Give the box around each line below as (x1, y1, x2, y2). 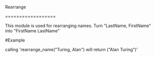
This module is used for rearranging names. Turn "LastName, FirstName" (5, 23, 152, 28)
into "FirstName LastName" (5, 28, 60, 33)
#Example (5, 37, 25, 43)
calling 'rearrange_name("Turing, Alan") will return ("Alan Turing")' (5, 47, 138, 52)
